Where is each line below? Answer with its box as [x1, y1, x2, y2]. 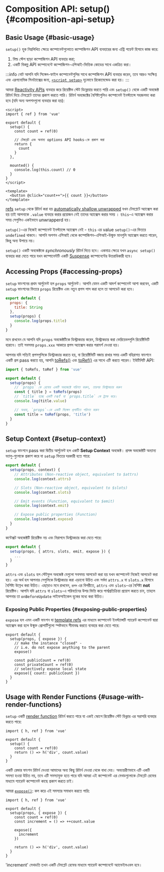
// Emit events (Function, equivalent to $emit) [14, 499, 115, 504]
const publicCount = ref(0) [14, 658, 71, 663]
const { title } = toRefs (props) [14, 390, 82, 394]
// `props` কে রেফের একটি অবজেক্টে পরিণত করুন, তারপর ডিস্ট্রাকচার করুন [14, 385, 122, 390]
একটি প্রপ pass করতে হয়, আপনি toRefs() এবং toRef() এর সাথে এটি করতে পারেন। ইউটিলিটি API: [5, 357, 155, 363]
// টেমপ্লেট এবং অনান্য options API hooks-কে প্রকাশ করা [14, 138, 105, 142]
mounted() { [10, 163, 35, 168]
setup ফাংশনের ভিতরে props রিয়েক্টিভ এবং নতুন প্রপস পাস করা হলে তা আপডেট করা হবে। [5, 286, 135, 292]
